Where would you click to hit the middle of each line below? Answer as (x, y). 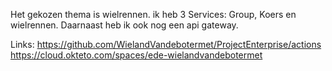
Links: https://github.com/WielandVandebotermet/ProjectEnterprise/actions (166, 44)
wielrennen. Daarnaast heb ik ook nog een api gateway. (124, 25)
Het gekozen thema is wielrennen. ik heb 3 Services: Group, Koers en (153, 14)
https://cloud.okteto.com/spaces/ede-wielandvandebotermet (136, 55)
